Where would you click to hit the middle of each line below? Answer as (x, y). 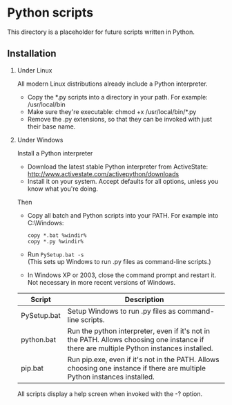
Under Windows (40, 140)
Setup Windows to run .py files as (122, 311)
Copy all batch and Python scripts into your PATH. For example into (123, 215)
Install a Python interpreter (55, 153)
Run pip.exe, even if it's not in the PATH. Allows (143, 359)
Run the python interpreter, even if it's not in (139, 331)
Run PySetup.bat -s (56, 254)
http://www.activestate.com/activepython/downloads (103, 173)
